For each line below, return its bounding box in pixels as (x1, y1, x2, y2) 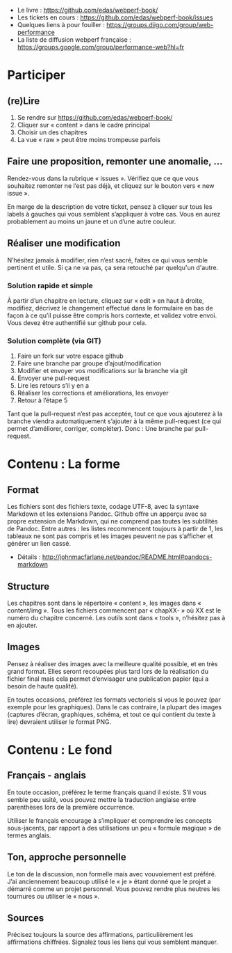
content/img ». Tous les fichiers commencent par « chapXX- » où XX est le (7, 606, 222, 615)
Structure (7, 581, 50, 592)
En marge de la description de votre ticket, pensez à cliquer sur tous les (7, 202, 213, 211)
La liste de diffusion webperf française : (17, 36, 132, 44)
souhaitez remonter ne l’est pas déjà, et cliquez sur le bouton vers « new (7, 181, 215, 190)
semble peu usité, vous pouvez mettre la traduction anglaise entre (7, 795, 197, 803)
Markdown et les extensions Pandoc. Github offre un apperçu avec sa (7, 510, 207, 518)
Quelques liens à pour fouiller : (17, 21, 106, 29)
